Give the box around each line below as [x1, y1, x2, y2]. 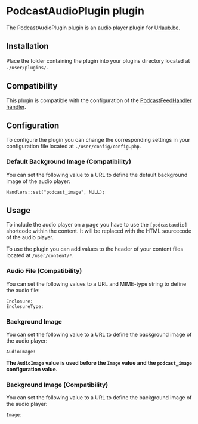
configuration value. [6, 366, 58, 373]
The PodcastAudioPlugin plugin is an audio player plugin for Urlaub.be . [6, 24, 181, 31]
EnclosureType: [6, 303, 44, 309]
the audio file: [6, 286, 40, 294]
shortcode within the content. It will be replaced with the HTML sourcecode [6, 227, 192, 234]
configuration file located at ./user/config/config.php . [6, 142, 141, 150]
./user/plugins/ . [6, 63, 48, 71]
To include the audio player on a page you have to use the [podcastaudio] [6, 221, 188, 228]
